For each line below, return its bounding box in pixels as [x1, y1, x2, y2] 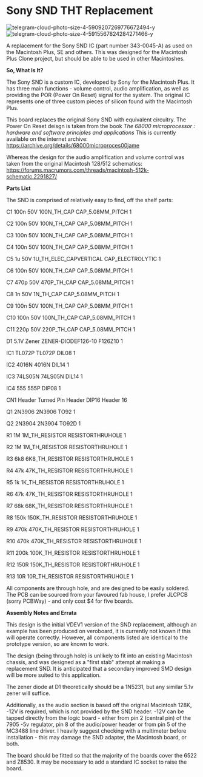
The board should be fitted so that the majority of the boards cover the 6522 [6, 752, 197, 759]
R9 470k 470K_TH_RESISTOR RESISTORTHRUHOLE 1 [6, 526, 139, 533]
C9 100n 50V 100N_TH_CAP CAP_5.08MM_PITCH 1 [6, 302, 133, 310]
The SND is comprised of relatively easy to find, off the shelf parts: [6, 196, 173, 203]
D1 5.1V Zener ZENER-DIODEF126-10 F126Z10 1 [6, 338, 123, 345]
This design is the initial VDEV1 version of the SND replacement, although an [6, 620, 197, 628]
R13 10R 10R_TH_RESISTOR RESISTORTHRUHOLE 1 [6, 572, 133, 580]
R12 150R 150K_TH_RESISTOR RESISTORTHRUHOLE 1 [6, 561, 140, 568]
